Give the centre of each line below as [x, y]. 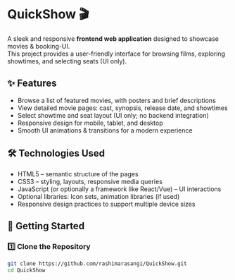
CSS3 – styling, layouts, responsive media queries [90, 181]
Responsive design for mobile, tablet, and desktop [90, 123]
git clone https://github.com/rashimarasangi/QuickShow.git [97, 264]
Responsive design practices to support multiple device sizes [106, 204]
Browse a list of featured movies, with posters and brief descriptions [116, 100]
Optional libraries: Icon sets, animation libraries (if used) [99, 196]
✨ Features [32, 84]
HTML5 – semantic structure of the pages [78, 174]
